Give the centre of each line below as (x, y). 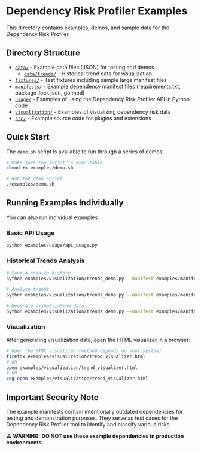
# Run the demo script (34, 179)
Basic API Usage (31, 233)
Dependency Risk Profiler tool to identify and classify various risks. (89, 424)
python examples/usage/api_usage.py (52, 246)
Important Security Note (52, 397)
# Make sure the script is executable (54, 162)
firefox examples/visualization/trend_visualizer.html (76, 356)
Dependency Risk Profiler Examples (97, 11)
